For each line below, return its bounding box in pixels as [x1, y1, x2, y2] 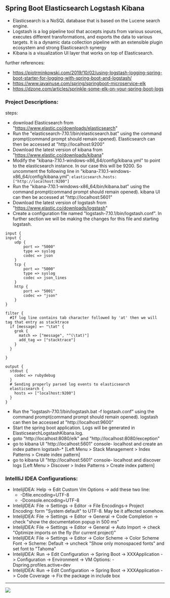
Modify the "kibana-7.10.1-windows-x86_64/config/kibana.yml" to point [12, 157, 160, 164]
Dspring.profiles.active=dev [12, 562, 71, 568]
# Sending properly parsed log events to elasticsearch [10, 382, 130, 387]
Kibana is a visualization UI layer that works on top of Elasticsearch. [12, 50, 154, 56]
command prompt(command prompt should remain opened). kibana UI [12, 189, 160, 195]
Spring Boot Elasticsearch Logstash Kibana [5, 4, 145, 13]
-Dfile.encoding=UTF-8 [20, 492, 70, 498]
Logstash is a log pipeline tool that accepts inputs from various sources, [12, 28, 163, 34]
